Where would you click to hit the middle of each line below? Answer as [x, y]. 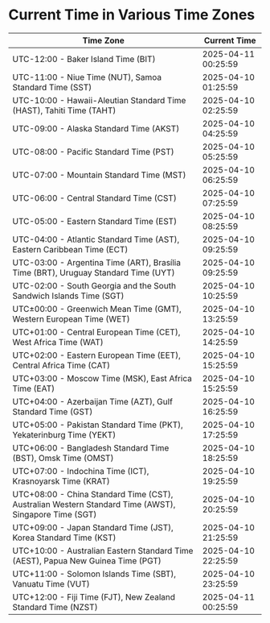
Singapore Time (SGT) [55, 514]
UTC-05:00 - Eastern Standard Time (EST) [95, 221]
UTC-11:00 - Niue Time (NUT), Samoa [87, 77]
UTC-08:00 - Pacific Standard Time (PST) [93, 152]
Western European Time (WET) [71, 318]
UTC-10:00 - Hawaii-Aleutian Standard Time [99, 100]
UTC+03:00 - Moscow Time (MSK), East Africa [102, 378]
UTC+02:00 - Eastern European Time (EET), [96, 355]
